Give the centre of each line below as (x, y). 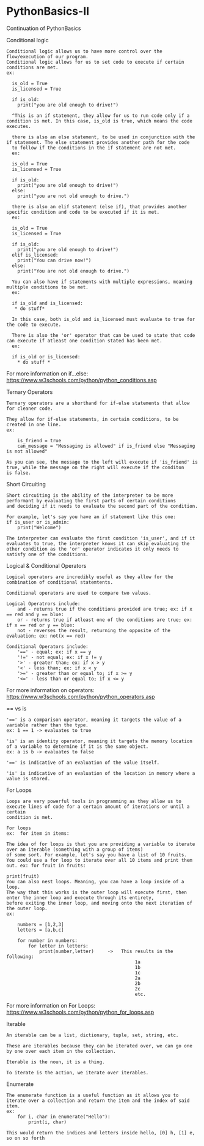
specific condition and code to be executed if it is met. (83, 212)
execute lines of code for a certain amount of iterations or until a (98, 807)
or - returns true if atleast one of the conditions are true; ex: (105, 620)
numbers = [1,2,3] (41, 924)
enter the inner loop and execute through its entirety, (80, 898)
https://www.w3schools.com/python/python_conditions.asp (82, 380)
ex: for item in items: (38, 833)
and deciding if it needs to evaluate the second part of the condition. (102, 506)
